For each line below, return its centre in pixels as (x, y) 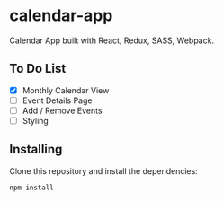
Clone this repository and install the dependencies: (103, 170)
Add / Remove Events (62, 110)
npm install (31, 188)
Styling (36, 120)
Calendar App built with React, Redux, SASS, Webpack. (111, 40)
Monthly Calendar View (66, 90)
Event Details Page (57, 100)
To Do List (38, 69)
